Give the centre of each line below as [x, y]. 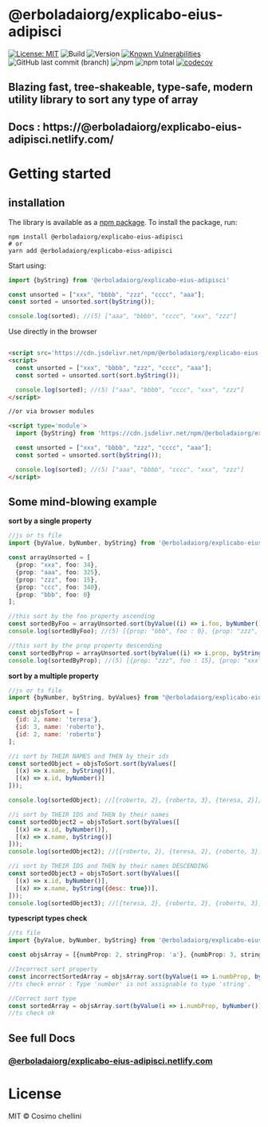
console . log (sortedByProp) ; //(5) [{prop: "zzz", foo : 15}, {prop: [124, 660]
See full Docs [42, 1038]
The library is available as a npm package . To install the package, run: [123, 222]
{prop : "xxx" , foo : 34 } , [57, 565]
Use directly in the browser [53, 332]
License [35, 1094]
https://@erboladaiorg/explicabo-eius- [142, 126]
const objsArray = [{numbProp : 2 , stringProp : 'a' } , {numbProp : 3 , [123, 955]
